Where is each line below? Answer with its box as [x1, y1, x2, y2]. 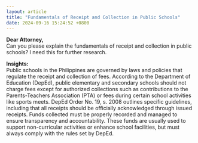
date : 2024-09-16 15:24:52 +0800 [6, 20, 90, 26]
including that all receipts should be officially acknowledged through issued [6, 105, 193, 112]
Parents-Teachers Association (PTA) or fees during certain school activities [6, 92, 191, 99]
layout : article [6, 8, 47, 15]
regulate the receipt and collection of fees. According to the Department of [6, 73, 191, 80]
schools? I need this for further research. [6, 49, 107, 56]
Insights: [6, 60, 29, 67]
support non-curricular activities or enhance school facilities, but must [6, 123, 180, 131]
